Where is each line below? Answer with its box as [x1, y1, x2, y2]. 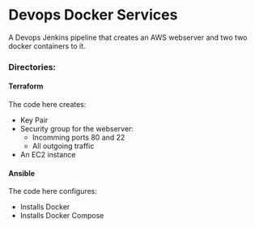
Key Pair [19, 115, 49, 125]
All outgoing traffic [32, 141, 95, 151]
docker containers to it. [8, 41, 87, 50]
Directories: [8, 61, 57, 72]
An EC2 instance [19, 150, 76, 160]
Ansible [8, 168, 35, 178]
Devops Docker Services [8, 6, 178, 24]
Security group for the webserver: [19, 124, 134, 134]
